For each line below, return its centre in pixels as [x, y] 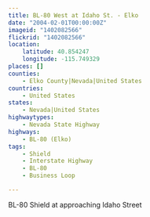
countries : [26, 88]
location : [24, 45]
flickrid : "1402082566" [47, 37]
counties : [24, 74]
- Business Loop [49, 176]
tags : [17, 146]
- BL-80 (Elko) [47, 139]
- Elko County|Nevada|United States [82, 81]
